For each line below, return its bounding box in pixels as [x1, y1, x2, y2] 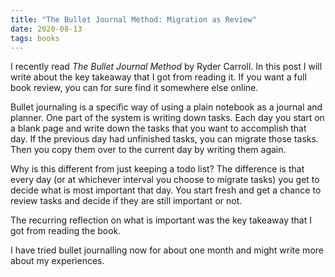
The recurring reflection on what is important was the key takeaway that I [10, 214, 312, 226]
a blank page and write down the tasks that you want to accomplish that [10, 122, 307, 135]
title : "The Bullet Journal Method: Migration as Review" [10, 14, 257, 25]
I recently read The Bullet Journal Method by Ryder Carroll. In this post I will [10, 61, 323, 73]
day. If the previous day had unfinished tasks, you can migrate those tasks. [10, 133, 319, 145]
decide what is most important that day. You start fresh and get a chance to [10, 184, 322, 196]
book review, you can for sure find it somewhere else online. [10, 82, 259, 94]
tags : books [10, 33, 60, 43]
